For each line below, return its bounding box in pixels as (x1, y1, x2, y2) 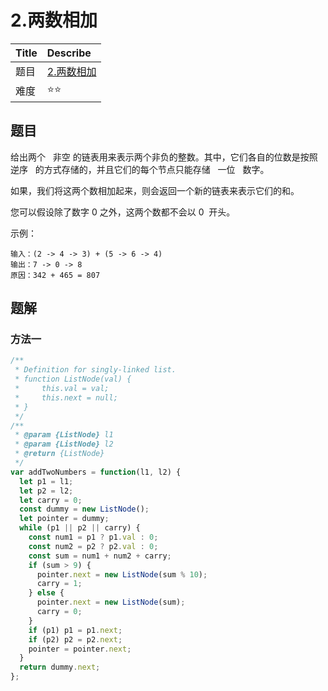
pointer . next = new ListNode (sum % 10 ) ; (36, 569, 208, 580)
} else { (28, 588, 65, 598)
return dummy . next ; (19, 662, 101, 673)
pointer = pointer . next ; (28, 644, 132, 654)
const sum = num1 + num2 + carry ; (28, 551, 172, 561)
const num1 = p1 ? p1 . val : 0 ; (28, 532, 159, 543)
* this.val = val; (14, 384, 110, 394)
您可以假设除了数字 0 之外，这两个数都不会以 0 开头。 (10, 206, 236, 218)
